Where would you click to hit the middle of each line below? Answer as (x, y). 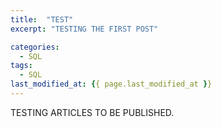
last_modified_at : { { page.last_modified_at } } (111, 84)
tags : (21, 66)
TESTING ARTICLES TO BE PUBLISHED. (92, 112)
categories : (35, 47)
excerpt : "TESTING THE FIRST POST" (84, 29)
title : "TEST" (42, 19)
